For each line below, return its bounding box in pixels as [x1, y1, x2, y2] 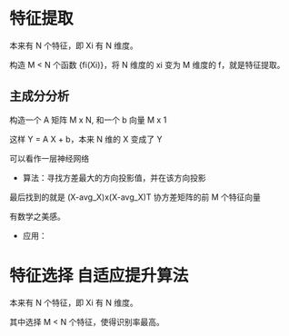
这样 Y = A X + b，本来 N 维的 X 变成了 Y [9, 133, 163, 144]
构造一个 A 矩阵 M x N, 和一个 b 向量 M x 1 [9, 114, 167, 125]
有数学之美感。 [9, 211, 65, 222]
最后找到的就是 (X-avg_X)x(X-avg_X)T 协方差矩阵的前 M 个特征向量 [9, 192, 262, 203]
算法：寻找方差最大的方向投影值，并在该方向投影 [22, 172, 206, 183]
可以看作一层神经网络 [9, 153, 89, 163]
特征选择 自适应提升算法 [9, 265, 189, 286]
